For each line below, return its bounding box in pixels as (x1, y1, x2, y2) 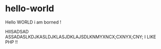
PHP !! (5, 39, 18, 45)
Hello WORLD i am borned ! (5, 19, 61, 25)
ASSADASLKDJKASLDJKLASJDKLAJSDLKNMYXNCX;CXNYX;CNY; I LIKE (5, 34, 157, 40)
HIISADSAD (5, 28, 29, 34)
